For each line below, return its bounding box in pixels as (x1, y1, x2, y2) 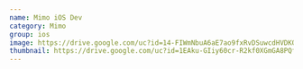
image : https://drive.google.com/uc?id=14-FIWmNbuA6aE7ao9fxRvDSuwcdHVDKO (9, 38, 297, 47)
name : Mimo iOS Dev (9, 13, 83, 22)
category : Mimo (9, 22, 67, 30)
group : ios (9, 30, 50, 39)
